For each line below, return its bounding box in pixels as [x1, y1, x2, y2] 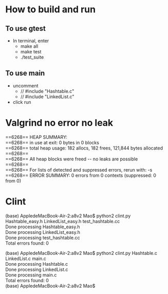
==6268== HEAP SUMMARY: [5, 134, 68, 140]
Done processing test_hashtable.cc [5, 234, 80, 241]
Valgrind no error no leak [5, 117, 114, 128]
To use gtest [5, 24, 46, 33]
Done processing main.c [5, 271, 57, 278]
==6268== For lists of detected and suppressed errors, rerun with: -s [5, 167, 153, 173]
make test [20, 49, 42, 54]
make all [20, 43, 39, 49]
